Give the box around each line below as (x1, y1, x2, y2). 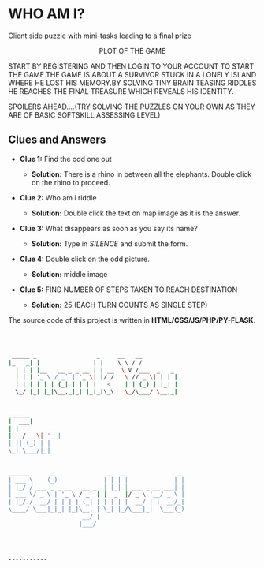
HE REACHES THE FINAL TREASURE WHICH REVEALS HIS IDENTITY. (8, 86, 234, 95)
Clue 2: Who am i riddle (19, 192, 97, 202)
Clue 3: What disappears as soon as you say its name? (19, 223, 199, 233)
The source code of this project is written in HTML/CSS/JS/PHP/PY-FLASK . (8, 315, 256, 324)
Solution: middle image (31, 269, 108, 278)
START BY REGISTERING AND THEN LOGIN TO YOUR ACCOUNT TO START (8, 61, 255, 71)
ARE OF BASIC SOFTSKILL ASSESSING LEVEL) (8, 110, 161, 119)
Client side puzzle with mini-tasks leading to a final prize (8, 31, 191, 40)
